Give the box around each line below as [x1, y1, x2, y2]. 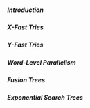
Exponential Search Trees [7, 93, 83, 102]
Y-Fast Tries [7, 40, 44, 49]
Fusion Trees [7, 76, 46, 84]
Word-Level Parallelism [7, 58, 76, 66]
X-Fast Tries [7, 23, 44, 31]
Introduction [7, 6, 44, 14]
